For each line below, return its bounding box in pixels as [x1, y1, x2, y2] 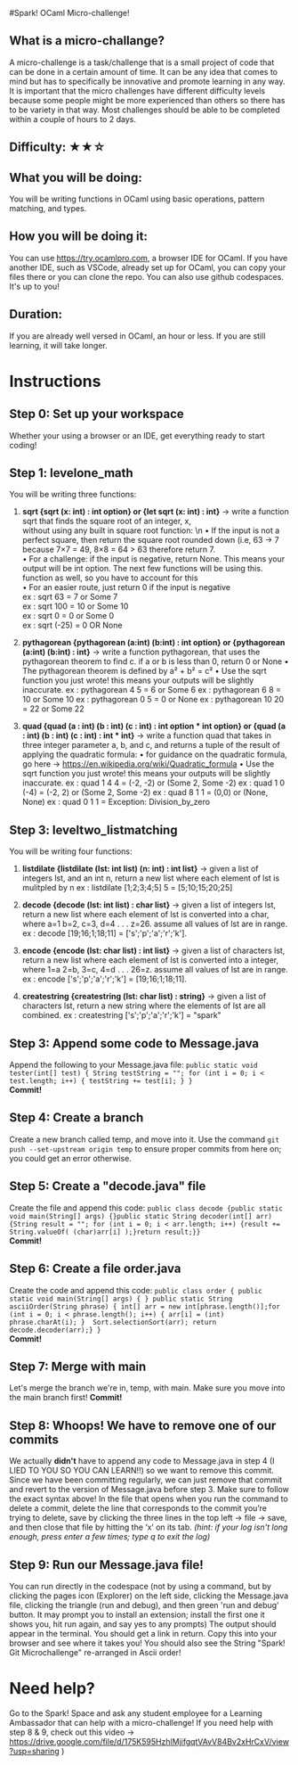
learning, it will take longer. [9, 340, 109, 350]
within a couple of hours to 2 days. [9, 113, 136, 124]
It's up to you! [9, 281, 60, 291]
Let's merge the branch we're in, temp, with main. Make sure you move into [9, 1383, 286, 1393]
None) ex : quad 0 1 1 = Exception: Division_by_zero [21, 797, 211, 808]
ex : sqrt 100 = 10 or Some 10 [21, 601, 129, 612]
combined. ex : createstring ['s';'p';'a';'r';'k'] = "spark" [21, 1010, 222, 1021]
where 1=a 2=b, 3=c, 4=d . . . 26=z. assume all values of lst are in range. [21, 965, 288, 975]
